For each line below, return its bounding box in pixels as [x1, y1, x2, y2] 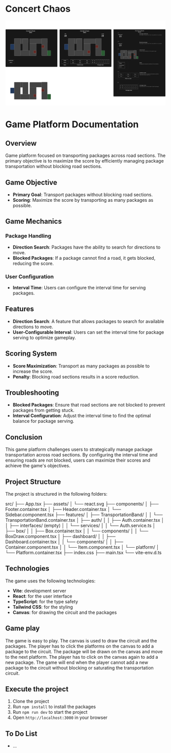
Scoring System [5, 349, 57, 358]
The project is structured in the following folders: [5, 491, 108, 497]
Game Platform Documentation [5, 119, 139, 130]
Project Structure [5, 477, 61, 486]
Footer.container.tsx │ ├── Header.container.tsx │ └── [5, 506, 121, 513]
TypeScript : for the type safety [12, 598, 78, 604]
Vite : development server [12, 587, 67, 594]
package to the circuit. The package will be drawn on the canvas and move [5, 648, 163, 655]
